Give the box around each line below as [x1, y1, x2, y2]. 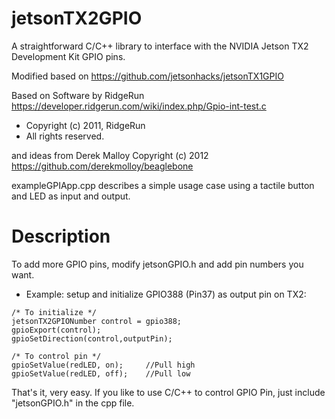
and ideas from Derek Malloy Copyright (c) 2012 [11, 149, 209, 161]
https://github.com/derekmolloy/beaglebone [11, 160, 194, 172]
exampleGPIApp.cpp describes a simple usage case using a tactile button [11, 179, 315, 191]
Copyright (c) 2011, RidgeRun [25, 119, 146, 131]
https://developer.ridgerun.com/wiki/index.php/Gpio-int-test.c [11, 100, 267, 112]
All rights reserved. [25, 130, 105, 142]
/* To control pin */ [11, 351, 102, 361]
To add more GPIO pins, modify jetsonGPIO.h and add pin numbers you [11, 258, 304, 270]
